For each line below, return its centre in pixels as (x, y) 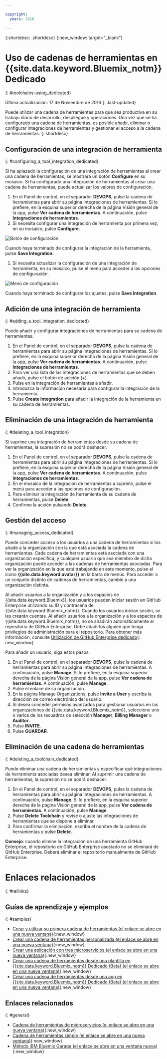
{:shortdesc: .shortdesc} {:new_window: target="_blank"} (64, 38)
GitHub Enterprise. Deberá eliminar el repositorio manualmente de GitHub (81, 852)
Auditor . (21, 720)
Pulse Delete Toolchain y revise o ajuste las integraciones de (75, 816)
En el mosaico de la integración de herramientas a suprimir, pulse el (82, 483)
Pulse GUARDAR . (30, 731)
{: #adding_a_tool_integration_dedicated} (47, 321)
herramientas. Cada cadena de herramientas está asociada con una (75, 553)
